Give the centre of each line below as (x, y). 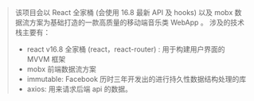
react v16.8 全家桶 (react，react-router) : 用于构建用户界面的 (126, 49)
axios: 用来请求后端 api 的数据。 (79, 89)
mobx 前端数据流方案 (62, 69)
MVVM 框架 (46, 59)
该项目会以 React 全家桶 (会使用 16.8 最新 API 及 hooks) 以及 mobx (124, 12)
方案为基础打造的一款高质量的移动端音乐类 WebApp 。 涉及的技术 (137, 22)
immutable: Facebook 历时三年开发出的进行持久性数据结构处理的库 (137, 79)
